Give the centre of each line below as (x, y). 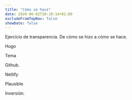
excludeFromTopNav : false (31, 18)
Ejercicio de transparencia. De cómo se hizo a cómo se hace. (66, 37)
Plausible (14, 84)
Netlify (12, 75)
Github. (12, 65)
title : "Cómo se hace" (28, 9)
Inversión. (15, 93)
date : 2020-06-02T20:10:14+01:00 (39, 14)
